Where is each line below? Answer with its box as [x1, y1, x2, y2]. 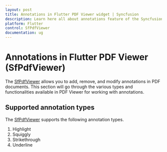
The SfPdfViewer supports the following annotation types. [5, 116, 124, 122]
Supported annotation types [5, 103, 95, 112]
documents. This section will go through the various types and [5, 84, 133, 90]
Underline [12, 142, 33, 148]
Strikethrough [12, 137, 41, 143]
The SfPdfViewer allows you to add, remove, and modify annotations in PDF [5, 78, 161, 84]
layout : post [5, 7, 32, 12]
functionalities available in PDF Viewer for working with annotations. [5, 89, 145, 95]
